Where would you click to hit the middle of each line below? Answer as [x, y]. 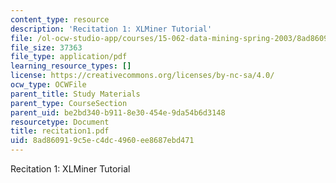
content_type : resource [60, 19]
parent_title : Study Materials [75, 94]
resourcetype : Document [60, 122]
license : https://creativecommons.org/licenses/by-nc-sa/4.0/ [142, 76]
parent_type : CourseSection [69, 103]
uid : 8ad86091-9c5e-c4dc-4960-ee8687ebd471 [102, 141]
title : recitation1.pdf [60, 131]
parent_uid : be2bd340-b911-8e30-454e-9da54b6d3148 [118, 112]
